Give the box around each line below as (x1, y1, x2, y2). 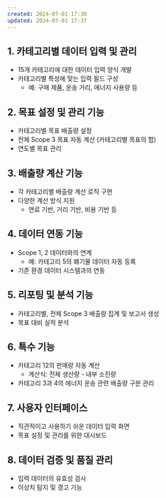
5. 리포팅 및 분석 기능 (7, 289, 94, 301)
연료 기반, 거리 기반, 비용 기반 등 (28, 204, 117, 214)
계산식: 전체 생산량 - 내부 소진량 (28, 370, 117, 378)
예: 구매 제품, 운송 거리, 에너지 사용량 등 (28, 83, 138, 92)
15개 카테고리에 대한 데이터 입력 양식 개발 (17, 66, 133, 74)
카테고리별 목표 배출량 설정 (17, 126, 92, 135)
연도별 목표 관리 (17, 144, 62, 153)
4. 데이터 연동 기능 (7, 228, 84, 240)
